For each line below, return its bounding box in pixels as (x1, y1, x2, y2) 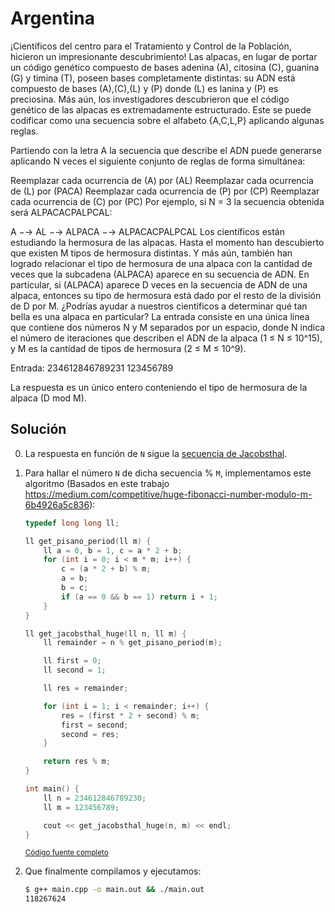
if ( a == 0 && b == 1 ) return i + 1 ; (61, 592, 218, 602)
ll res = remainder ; (43, 683, 129, 693)
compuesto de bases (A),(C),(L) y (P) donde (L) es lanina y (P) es (10, 82, 279, 94)
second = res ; (61, 729, 120, 739)
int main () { (24, 784, 80, 794)
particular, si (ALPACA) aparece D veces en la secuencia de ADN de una (10, 278, 308, 291)
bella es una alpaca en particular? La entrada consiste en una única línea (10, 310, 310, 322)
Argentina (10, 7, 95, 30)
